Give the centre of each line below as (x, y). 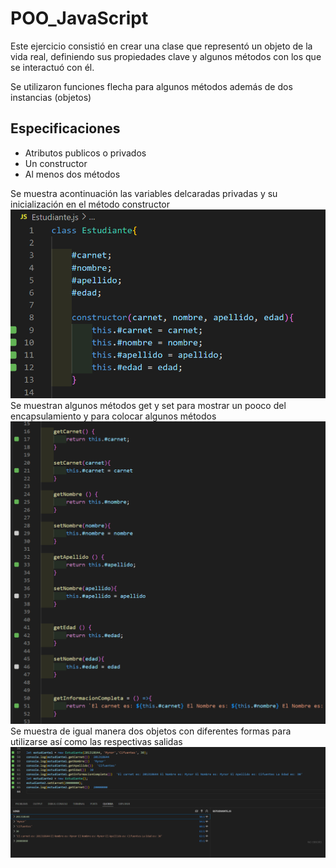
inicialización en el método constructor (90, 204)
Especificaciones (65, 128)
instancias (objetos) (51, 97)
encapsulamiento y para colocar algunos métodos (113, 416)
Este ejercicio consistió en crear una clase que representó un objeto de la (161, 46)
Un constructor (56, 163)
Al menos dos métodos (72, 174)
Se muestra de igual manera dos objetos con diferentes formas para (151, 731)
